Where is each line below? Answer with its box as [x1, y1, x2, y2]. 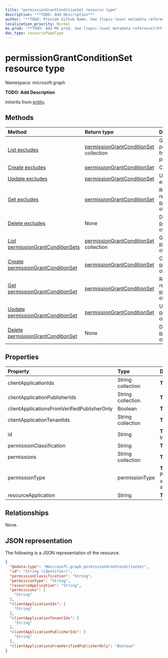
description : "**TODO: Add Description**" [5, 12, 95, 17]
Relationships [5, 508, 49, 517]
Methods [5, 113, 34, 122]
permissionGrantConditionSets [7, 243, 80, 250]
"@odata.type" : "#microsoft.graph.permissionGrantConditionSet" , [9, 564, 149, 570]
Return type [84, 128, 114, 136]
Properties [5, 353, 39, 361]
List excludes [7, 146, 39, 153]
